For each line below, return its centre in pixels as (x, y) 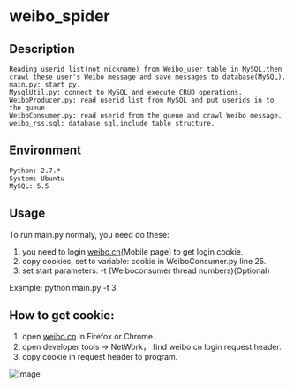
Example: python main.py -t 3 (63, 287)
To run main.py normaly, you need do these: (89, 234)
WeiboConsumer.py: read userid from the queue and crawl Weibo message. (146, 116)
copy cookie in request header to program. (100, 357)
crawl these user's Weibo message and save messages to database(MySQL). (148, 77)
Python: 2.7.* (35, 171)
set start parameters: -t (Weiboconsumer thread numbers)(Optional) (146, 270)
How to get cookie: (62, 316)
